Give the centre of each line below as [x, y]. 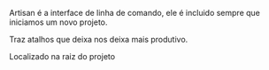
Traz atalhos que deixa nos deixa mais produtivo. [99, 39]
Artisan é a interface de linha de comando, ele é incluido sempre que [135, 13]
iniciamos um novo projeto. [58, 22]
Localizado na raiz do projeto [62, 56]
